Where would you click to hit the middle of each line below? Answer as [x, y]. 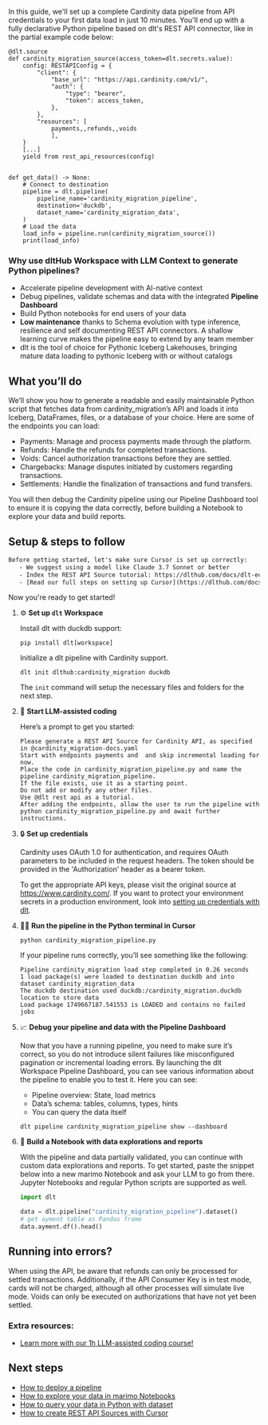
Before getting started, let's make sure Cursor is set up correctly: [128, 560]
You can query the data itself [79, 1112]
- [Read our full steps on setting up [83, 582]
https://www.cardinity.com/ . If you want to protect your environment [132, 893]
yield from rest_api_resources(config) [89, 157]
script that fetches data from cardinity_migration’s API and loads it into [124, 409]
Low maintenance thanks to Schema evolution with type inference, [130, 322]
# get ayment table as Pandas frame [81, 1219]
